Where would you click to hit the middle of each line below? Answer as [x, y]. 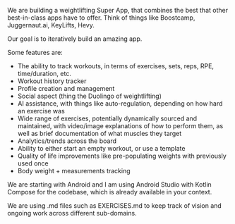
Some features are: [35, 52]
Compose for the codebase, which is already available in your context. [110, 192]
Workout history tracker [52, 81]
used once [33, 163]
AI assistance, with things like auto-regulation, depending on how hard [120, 104]
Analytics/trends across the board [67, 141]
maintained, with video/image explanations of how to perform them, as [120, 126]
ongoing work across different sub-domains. [72, 213]
